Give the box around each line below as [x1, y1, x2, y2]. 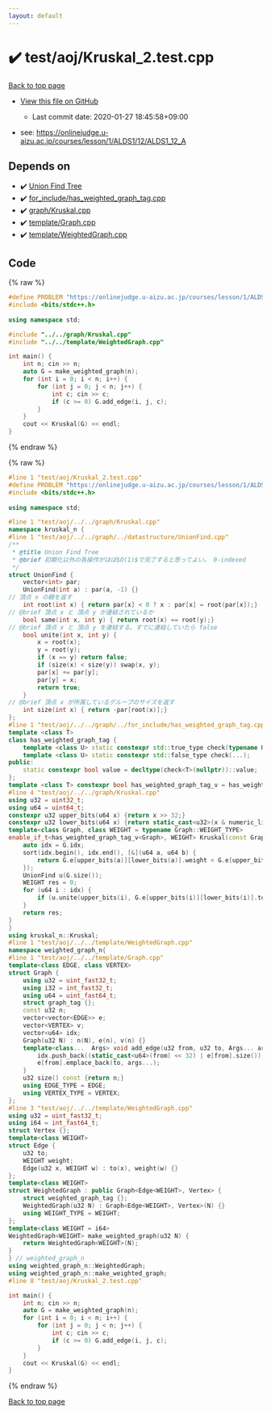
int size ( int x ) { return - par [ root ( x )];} [23, 706, 168, 714]
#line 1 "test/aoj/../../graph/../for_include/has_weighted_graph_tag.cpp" [8, 721, 269, 730]
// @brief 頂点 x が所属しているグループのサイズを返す [8, 698, 175, 707]
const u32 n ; [23, 1007, 67, 1015]
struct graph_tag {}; [23, 999, 95, 1007]
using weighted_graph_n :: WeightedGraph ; [8, 1262, 147, 1270]
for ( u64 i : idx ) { [23, 886, 92, 894]
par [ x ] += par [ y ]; [37, 668, 99, 676]
